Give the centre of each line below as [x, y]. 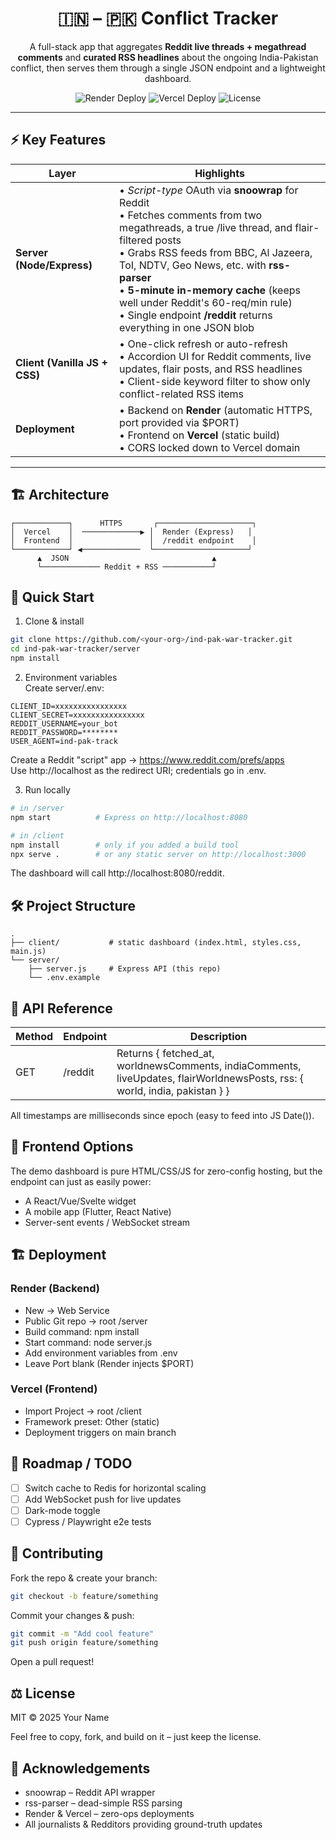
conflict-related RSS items [182, 394]
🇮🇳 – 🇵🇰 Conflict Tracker [168, 18]
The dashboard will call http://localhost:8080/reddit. [117, 873]
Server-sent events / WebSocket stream [107, 1222]
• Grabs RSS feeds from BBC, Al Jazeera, [216, 252]
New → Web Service [67, 1310]
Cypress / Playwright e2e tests [88, 1521]
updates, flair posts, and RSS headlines [211, 369]
